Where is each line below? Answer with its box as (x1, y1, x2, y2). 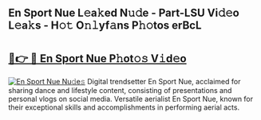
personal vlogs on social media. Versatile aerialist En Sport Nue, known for (8, 95, 254, 103)
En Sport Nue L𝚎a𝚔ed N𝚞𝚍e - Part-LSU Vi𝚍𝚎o (8, 6, 239, 20)
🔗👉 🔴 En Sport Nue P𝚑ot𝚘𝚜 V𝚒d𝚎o (8, 52, 187, 65)
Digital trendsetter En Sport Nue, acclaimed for (87, 77, 241, 86)
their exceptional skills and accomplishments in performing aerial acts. (8, 103, 240, 112)
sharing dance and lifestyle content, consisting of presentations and (8, 86, 232, 95)
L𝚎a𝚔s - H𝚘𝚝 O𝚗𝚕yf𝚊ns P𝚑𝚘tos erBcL (8, 19, 202, 33)
